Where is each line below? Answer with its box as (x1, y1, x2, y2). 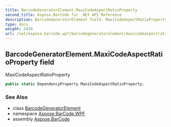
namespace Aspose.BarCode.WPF (12, 110, 85, 116)
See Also (5, 93, 28, 100)
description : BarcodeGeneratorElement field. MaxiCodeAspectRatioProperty (5, 17, 167, 22)
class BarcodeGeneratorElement (12, 105, 81, 111)
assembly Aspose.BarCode (12, 116, 70, 122)
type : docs (5, 21, 28, 27)
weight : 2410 (5, 27, 33, 32)
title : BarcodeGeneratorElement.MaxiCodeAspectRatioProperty (5, 7, 138, 13)
